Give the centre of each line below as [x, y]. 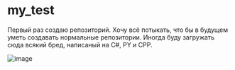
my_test [31, 10]
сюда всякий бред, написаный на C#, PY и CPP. [80, 45]
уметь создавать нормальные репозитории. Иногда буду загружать [111, 37]
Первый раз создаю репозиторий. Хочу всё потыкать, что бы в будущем [118, 30]
